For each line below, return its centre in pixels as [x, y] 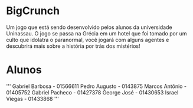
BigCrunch [33, 11]
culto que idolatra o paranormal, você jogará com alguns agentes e [88, 40]
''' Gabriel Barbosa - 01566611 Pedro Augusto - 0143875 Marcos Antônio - [97, 86]
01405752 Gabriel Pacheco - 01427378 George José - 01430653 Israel [92, 92]
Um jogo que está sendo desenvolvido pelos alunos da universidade [89, 27]
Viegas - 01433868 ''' [32, 99]
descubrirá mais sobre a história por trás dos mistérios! [73, 46]
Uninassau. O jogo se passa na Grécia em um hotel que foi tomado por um [97, 33]
